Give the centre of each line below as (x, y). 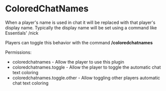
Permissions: (18, 52)
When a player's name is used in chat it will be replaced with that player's (80, 22)
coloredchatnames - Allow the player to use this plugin (68, 62)
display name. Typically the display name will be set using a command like (81, 27)
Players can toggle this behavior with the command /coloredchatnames (79, 42)
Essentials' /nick (22, 33)
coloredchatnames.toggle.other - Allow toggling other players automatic (86, 78)
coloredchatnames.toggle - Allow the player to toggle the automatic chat (86, 67)
